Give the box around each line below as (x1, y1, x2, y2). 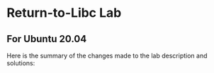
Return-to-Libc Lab (6, 5, 122, 21)
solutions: (6, 59, 35, 67)
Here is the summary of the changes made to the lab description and (6, 51, 208, 60)
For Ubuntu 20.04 (6, 33, 87, 45)
